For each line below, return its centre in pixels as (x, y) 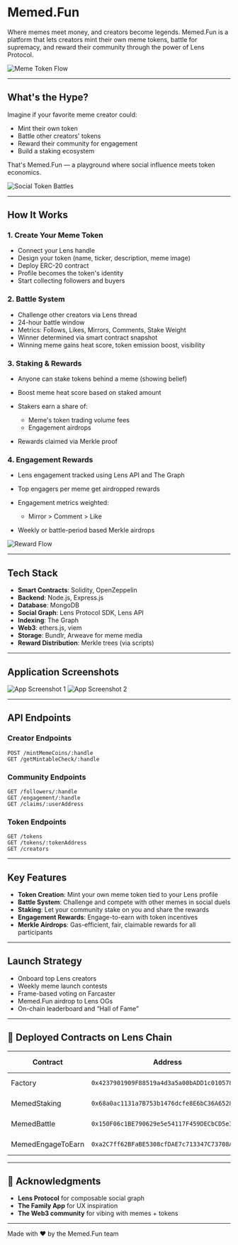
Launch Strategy (45, 961)
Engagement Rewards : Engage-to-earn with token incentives (108, 918)
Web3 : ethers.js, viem (50, 628)
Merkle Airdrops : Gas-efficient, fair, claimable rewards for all (107, 925)
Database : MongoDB (49, 605)
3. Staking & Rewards (45, 363)
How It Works (38, 215)
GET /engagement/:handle (44, 798)
